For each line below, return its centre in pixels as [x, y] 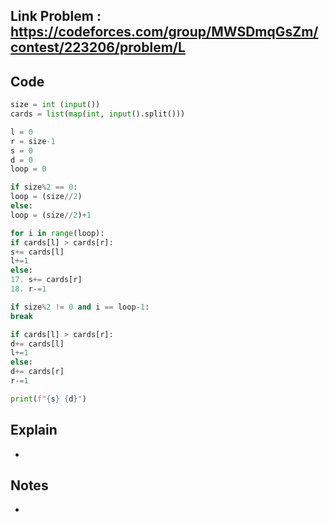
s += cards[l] [37, 252]
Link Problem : [56, 16]
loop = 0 [28, 169]
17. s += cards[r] [46, 280]
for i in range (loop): [57, 233]
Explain [34, 430]
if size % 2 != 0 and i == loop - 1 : [80, 307]
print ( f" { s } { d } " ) [48, 399]
